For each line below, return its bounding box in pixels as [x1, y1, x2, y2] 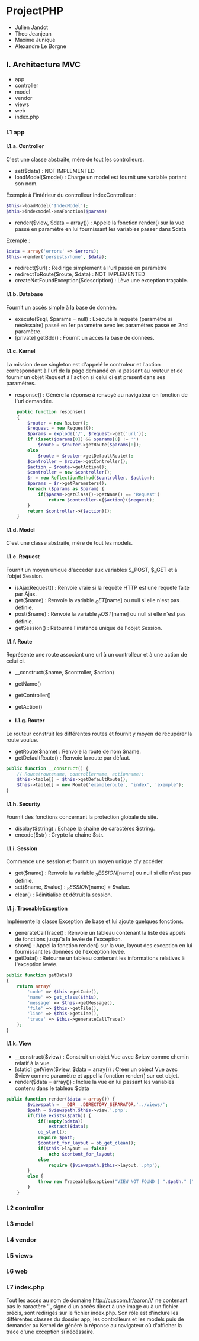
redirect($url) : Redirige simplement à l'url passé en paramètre [14, 265, 168, 272]
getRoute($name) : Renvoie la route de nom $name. [14, 748, 141, 755]
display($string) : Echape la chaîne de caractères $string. [14, 825, 155, 832]
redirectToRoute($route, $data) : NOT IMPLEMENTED [14, 271, 145, 278]
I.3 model [6, 1220, 34, 1228]
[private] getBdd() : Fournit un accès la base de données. [14, 334, 155, 341]
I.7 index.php [6, 1283, 45, 1291]
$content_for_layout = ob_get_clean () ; [37, 1140, 136, 1146]
